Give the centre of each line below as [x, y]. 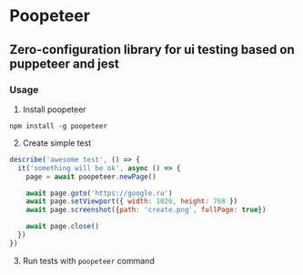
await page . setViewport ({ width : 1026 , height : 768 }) [132, 201]
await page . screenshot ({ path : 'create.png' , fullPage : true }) [146, 210]
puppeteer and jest [65, 63]
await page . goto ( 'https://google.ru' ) [99, 193]
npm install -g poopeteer [58, 126]
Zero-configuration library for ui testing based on [152, 50]
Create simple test [57, 143]
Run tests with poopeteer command [88, 260]
